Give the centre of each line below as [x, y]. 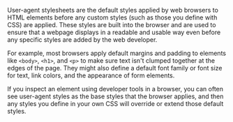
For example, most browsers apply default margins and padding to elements [117, 53]
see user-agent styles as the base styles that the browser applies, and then [115, 96]
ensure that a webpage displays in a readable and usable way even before [114, 32]
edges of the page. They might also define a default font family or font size [115, 68]
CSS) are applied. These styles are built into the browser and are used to [112, 25]
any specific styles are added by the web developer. [82, 40]
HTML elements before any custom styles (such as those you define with [112, 17]
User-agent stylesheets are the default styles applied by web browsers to [113, 10]
